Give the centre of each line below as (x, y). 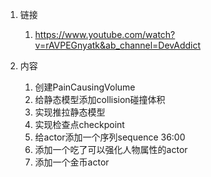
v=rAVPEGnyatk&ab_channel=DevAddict (118, 45)
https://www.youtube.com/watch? (105, 34)
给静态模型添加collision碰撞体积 (100, 99)
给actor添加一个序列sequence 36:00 (110, 137)
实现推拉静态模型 (70, 112)
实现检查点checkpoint (79, 124)
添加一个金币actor (72, 162)
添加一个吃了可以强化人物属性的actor (111, 149)
